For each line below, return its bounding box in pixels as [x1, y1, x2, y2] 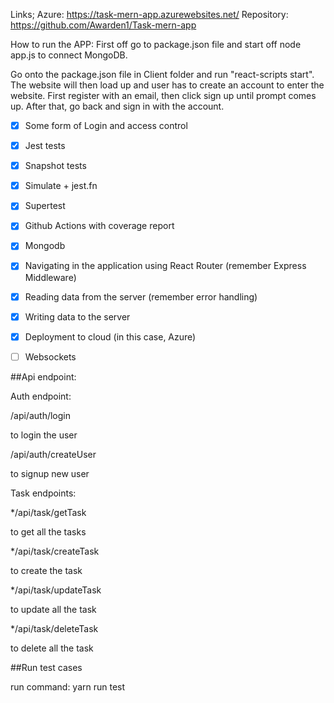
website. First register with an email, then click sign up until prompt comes [10, 90, 317, 101]
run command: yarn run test [10, 680, 126, 693]
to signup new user [10, 467, 90, 479]
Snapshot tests [24, 160, 87, 172]
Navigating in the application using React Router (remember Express [24, 260, 307, 272]
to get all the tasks [10, 525, 87, 538]
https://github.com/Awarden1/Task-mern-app [10, 19, 197, 31]
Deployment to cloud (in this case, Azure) [24, 330, 197, 343]
